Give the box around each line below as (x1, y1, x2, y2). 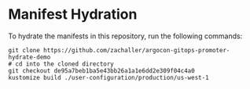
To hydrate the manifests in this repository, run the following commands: (8, 31, 243, 41)
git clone (8, 46, 41, 54)
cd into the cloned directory (15, 60, 114, 68)
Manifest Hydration (8, 5, 138, 23)
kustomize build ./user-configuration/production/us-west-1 (8, 73, 210, 81)
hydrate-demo (8, 53, 51, 61)
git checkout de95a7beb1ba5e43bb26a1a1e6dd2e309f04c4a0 (8, 66, 195, 75)
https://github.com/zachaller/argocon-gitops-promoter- (42, 46, 230, 54)
